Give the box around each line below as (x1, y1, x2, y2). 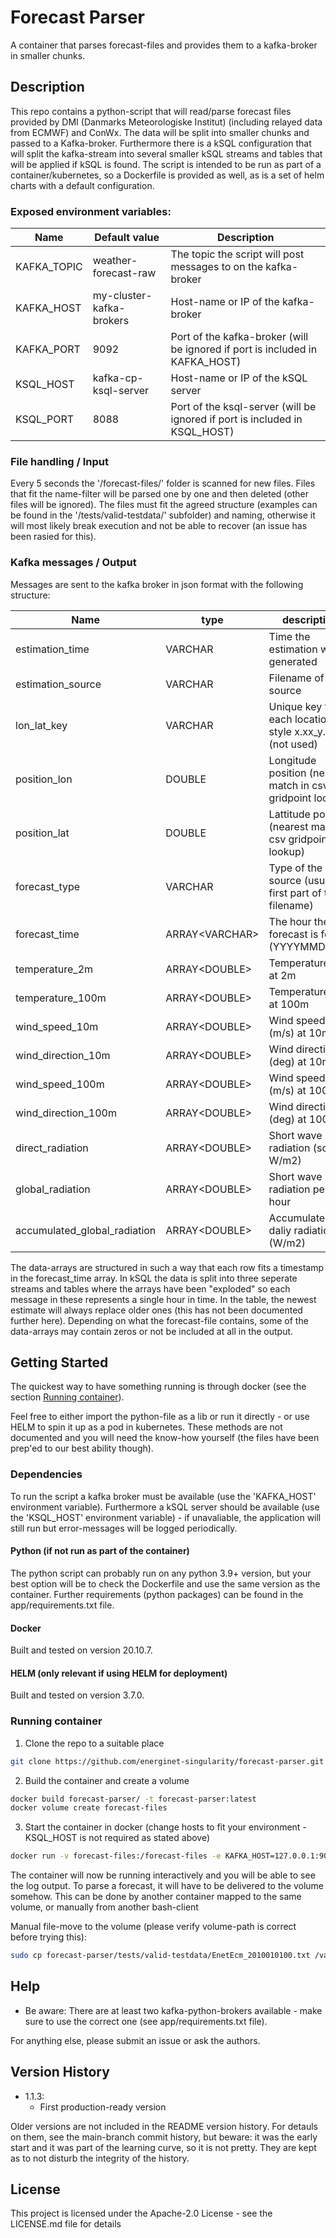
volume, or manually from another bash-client (10, 1901, 199, 1913)
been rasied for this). (10, 531, 97, 543)
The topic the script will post (170, 247, 305, 261)
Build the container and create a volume (24, 1774, 190, 1786)
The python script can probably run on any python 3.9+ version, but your (10, 1567, 312, 1579)
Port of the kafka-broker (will (170, 330, 309, 344)
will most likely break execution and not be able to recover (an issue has (10, 520, 308, 532)
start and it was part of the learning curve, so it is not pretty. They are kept (10, 2141, 317, 2153)
